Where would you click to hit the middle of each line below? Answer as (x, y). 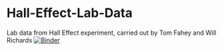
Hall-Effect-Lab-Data (70, 13)
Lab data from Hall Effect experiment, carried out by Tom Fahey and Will (111, 33)
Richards (19, 40)
